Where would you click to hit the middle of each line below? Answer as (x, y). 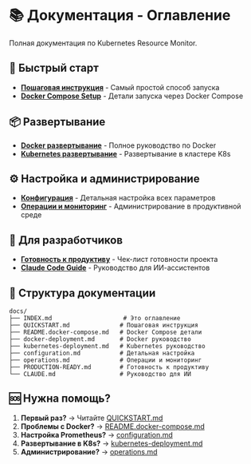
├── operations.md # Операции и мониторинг (106, 360)
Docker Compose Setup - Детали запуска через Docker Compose (132, 96)
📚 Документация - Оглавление (120, 16)
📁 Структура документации (82, 293)
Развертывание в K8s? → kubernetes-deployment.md (112, 443)
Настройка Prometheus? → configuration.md (97, 434)
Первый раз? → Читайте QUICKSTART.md (92, 418)
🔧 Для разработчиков (66, 240)
